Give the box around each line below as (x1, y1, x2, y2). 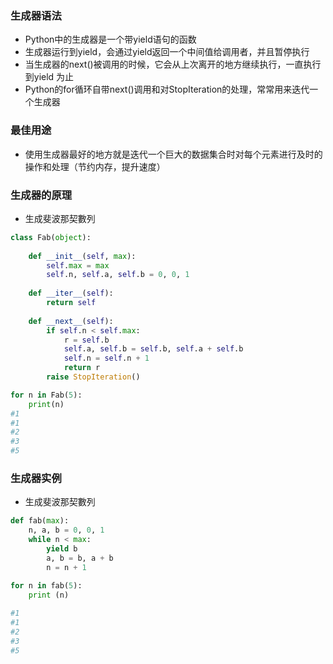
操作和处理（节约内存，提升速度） (24, 160, 166, 172)
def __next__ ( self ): (28, 316, 114, 326)
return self (46, 298, 97, 308)
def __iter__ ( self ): (28, 288, 114, 299)
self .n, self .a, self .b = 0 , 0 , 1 (46, 270, 190, 280)
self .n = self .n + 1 (63, 353, 150, 364)
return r (63, 363, 101, 373)
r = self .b (63, 335, 110, 345)
